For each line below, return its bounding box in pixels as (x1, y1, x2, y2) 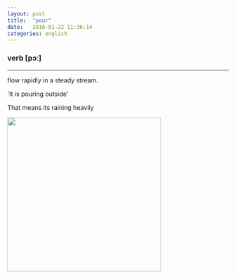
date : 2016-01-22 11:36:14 (7, 23, 93, 30)
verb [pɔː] (7, 54, 42, 63)
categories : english (7, 30, 68, 37)
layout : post (7, 10, 46, 18)
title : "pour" (7, 17, 52, 24)
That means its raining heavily (7, 103, 94, 111)
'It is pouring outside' (7, 89, 69, 98)
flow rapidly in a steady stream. (7, 75, 98, 85)
